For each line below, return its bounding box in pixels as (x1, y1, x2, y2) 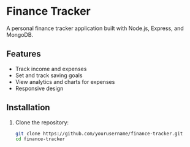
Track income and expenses (15, 65, 87, 72)
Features (6, 49, 41, 59)
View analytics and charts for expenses (15, 78, 115, 85)
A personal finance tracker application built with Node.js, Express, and (6, 24, 184, 32)
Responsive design (15, 85, 64, 92)
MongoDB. (6, 31, 34, 38)
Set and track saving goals (15, 72, 83, 79)
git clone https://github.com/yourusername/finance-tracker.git (15, 130, 183, 137)
